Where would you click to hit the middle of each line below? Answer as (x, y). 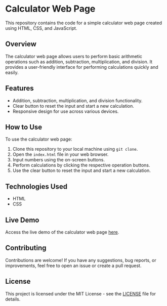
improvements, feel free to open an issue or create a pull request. (73, 266)
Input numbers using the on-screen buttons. (59, 160)
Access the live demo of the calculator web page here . (62, 232)
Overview (21, 44)
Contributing (26, 248)
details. (13, 299)
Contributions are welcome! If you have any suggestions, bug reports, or (81, 260)
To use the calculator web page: (39, 139)
